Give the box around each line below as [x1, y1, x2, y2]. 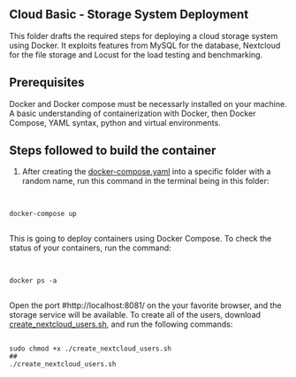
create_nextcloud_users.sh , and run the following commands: [9, 319, 233, 329]
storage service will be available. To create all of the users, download [9, 310, 262, 319]
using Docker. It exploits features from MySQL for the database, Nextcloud [9, 40, 281, 50]
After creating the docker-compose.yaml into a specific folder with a [21, 166, 271, 177]
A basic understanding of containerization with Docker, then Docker [9, 108, 256, 119]
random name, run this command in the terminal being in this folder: [21, 176, 269, 187]
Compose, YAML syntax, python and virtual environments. [9, 117, 221, 127]
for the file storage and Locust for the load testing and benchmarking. [9, 49, 263, 60]
